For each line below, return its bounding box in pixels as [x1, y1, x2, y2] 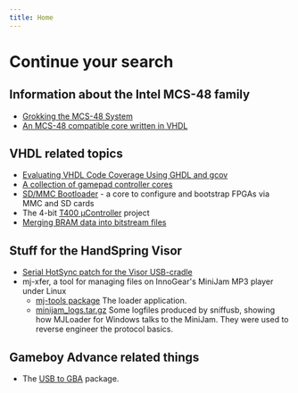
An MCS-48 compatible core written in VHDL [21, 120, 188, 130]
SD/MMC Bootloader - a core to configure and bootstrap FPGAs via [21, 188, 270, 199]
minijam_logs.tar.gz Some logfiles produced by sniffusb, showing [35, 305, 276, 315]
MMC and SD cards [21, 198, 95, 209]
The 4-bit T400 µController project [21, 207, 150, 219]
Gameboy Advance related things [9, 349, 200, 364]
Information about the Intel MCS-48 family [9, 87, 251, 103]
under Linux [21, 286, 67, 297]
